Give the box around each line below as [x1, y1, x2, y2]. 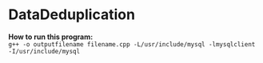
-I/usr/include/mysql [8, 47, 81, 55]
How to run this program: [8, 32, 94, 41]
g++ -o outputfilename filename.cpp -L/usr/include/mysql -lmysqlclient [8, 40, 256, 49]
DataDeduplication [8, 6, 136, 24]
